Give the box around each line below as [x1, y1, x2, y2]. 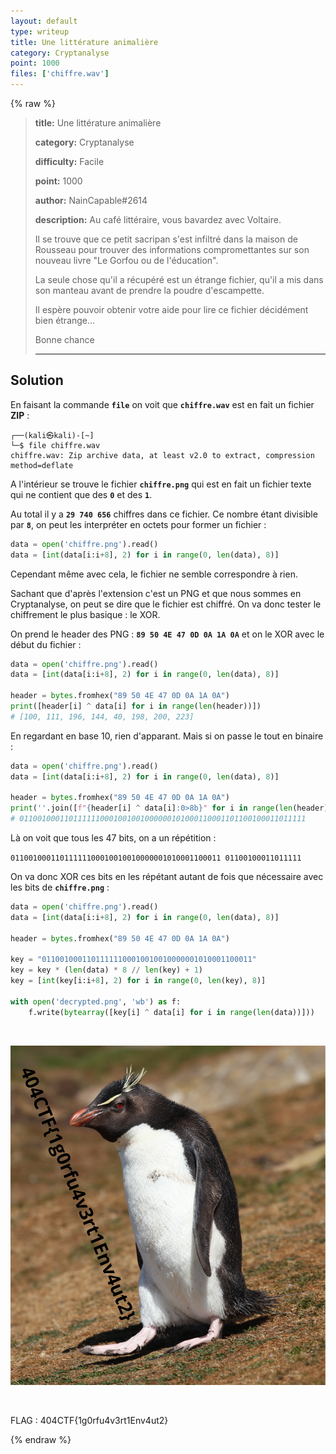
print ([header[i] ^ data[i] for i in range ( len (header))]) [10, 701, 262, 712]
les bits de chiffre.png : [10, 881, 110, 894]
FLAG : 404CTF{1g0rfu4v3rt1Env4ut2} [10, 1414, 169, 1426]
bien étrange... [34, 315, 96, 326]
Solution [10, 372, 64, 389]
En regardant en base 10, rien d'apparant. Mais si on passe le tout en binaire [10, 730, 324, 742]
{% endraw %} [10, 1433, 72, 1445]
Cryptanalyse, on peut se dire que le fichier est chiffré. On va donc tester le [10, 598, 322, 610]
